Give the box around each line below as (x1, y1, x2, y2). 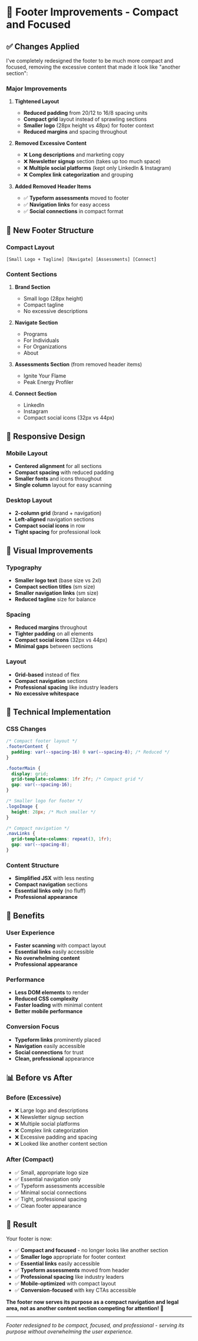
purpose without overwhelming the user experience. (6, 1328, 133, 1335)
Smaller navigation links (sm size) (14, 589, 99, 597)
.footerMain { (6, 765, 41, 771)
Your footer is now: (6, 1235, 52, 1242)
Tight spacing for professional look (14, 528, 101, 536)
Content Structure (6, 861, 60, 869)
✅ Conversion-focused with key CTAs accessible (14, 1287, 137, 1294)
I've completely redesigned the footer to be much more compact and (6, 57, 174, 64)
